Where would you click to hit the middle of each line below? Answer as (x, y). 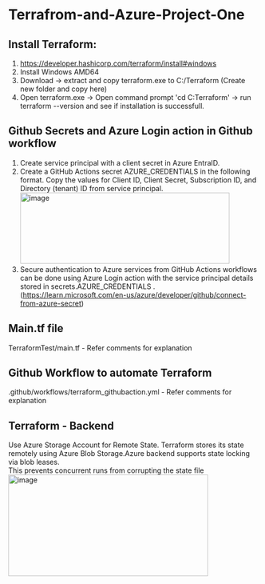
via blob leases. (34, 462)
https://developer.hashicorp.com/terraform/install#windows (118, 63)
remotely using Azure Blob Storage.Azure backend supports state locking (129, 454)
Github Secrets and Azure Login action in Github (131, 131)
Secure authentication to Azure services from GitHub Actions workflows (138, 269)
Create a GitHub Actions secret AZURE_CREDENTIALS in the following (135, 171)
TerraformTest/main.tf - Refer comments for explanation (101, 348)
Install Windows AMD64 (59, 72)
